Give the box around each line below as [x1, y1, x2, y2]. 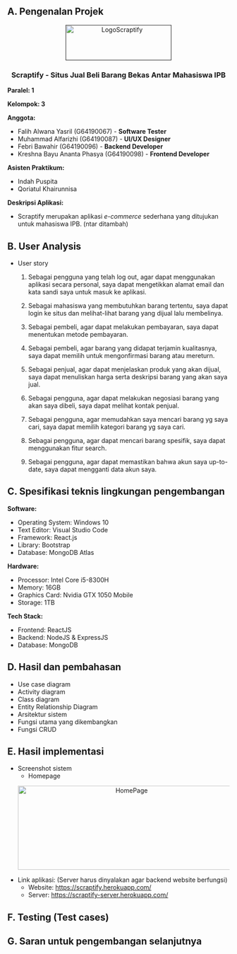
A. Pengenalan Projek [7, 6, 104, 18]
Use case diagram [17, 679, 71, 689]
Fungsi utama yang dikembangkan [17, 718, 118, 726]
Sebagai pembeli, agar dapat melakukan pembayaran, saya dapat [28, 322, 219, 331]
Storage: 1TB [17, 598, 55, 607]
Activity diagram [17, 687, 66, 696]
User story [17, 258, 49, 268]
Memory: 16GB [17, 583, 61, 592]
